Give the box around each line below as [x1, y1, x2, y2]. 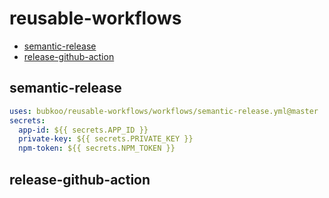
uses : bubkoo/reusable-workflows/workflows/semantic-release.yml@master [9, 106, 319, 116]
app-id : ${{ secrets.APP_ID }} [18, 125, 149, 135]
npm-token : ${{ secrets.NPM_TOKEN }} [18, 143, 176, 154]
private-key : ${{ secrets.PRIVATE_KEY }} [18, 134, 194, 144]
